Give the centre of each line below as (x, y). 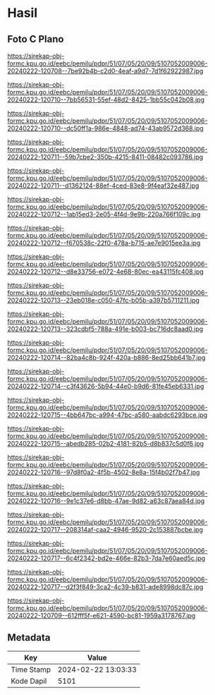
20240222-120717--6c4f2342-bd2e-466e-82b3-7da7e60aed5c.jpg (106, 558)
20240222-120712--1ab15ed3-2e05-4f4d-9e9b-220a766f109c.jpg (104, 214)
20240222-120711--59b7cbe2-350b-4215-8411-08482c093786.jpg (105, 157)
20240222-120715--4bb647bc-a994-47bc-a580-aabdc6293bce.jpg (107, 415)
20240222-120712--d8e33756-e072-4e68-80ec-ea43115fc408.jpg (106, 272)
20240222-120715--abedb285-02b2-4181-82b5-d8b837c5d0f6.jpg (106, 443)
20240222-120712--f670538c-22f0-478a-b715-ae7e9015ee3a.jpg (104, 243)
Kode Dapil (29, 681)
